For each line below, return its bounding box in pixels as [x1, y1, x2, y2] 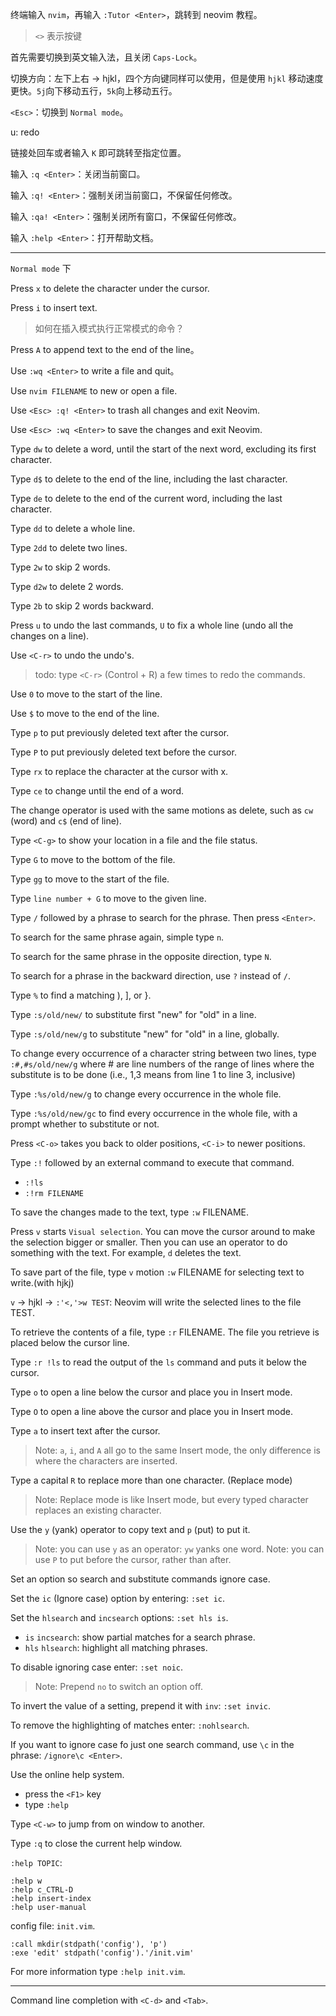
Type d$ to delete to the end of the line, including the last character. [10, 473, 288, 485]
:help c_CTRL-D [10, 1885, 74, 1895]
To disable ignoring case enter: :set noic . [10, 1661, 184, 1673]
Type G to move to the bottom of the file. [10, 854, 176, 865]
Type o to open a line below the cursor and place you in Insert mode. [10, 1386, 293, 1398]
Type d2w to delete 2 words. [10, 581, 124, 592]
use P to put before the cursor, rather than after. [34, 1554, 232, 1565]
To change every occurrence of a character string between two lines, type [10, 1048, 317, 1059]
